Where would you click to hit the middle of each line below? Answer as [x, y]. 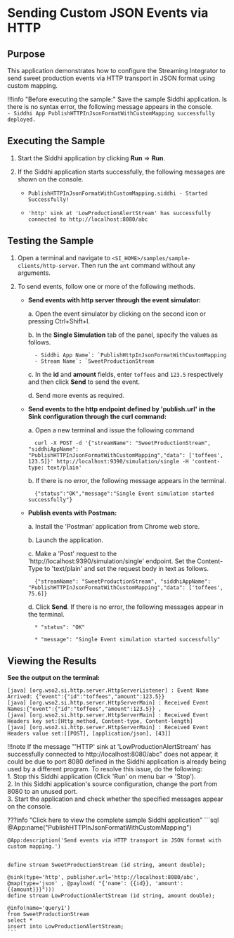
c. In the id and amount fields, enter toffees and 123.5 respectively [125, 374]
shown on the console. [50, 179]
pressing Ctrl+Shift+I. [59, 321]
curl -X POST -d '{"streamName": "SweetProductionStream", [122, 443]
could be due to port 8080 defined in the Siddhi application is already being [117, 762]
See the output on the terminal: [54, 678]
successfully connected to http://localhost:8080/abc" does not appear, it [113, 754]
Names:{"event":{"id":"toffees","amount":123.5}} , [84, 709]
